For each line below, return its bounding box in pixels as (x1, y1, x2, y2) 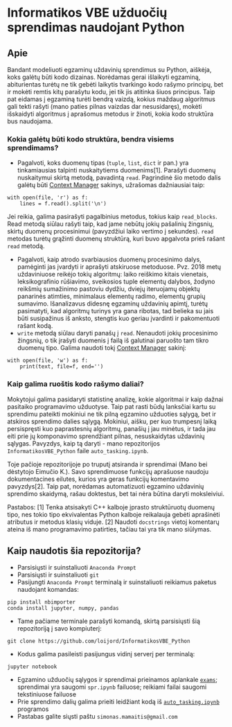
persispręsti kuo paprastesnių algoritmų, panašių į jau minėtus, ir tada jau (7, 424, 216, 432)
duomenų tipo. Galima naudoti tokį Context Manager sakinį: (17, 344, 187, 352)
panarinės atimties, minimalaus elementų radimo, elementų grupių (17, 292, 206, 301)
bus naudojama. (7, 117, 53, 125)
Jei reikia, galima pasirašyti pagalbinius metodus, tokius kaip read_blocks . (7, 213, 217, 221)
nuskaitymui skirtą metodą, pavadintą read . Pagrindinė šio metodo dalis (17, 173, 222, 182)
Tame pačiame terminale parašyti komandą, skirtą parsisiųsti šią (17, 617, 201, 625)
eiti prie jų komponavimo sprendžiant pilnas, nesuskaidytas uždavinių (7, 432, 206, 440)
